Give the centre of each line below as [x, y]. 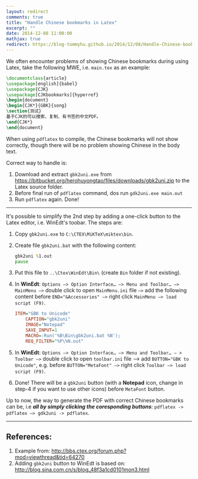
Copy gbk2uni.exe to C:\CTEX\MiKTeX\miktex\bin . [74, 234]
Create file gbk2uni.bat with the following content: [75, 245]
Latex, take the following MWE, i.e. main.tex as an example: [78, 67]
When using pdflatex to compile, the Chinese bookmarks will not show [92, 138]
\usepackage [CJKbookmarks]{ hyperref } [52, 95]
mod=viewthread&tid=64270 [49, 457]
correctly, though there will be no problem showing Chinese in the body [93, 145]
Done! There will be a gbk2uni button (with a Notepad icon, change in [99, 382]
